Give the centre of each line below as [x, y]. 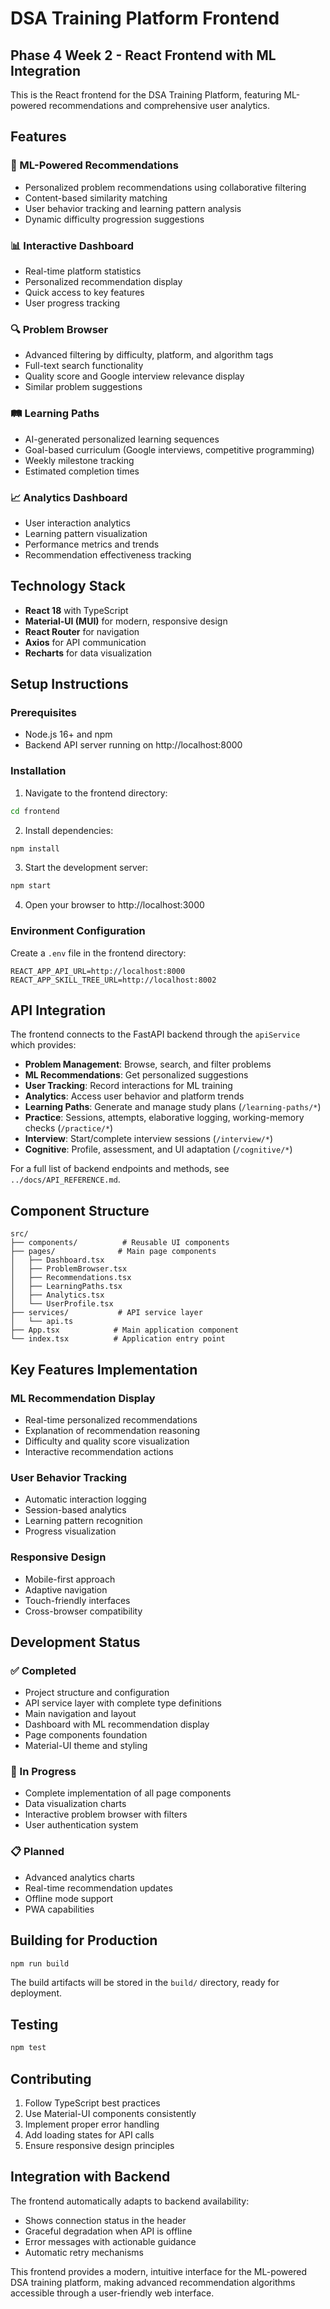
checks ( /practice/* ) [69, 1128]
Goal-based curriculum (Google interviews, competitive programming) [169, 449]
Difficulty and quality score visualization [107, 1441]
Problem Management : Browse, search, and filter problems [148, 1064]
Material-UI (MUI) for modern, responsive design [126, 621]
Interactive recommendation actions [99, 1451]
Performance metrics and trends [92, 544]
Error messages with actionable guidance [110, 2241]
